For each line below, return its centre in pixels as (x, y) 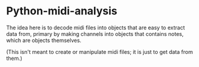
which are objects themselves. (44, 40)
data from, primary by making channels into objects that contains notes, (95, 33)
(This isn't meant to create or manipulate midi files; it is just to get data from (99, 51)
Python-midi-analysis (62, 11)
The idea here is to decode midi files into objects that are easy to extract (96, 28)
